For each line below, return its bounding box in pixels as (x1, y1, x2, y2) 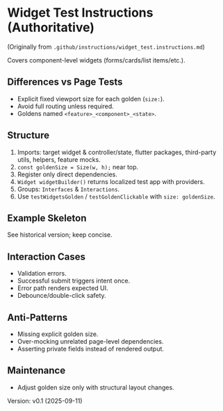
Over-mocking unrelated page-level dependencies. (17, 337, 164, 345)
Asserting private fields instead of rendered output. (17, 345, 165, 353)
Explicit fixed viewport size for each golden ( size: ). (17, 94, 165, 103)
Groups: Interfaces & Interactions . (17, 185, 120, 193)
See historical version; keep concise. (7, 230, 113, 239)
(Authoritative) (7, 19, 95, 35)
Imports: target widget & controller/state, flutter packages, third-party (17, 148, 217, 156)
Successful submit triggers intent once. (17, 276, 131, 285)
